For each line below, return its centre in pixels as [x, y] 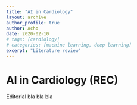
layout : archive [26, 17]
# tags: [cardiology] [33, 39]
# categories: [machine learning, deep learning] [69, 45]
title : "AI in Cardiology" [40, 12]
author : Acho [22, 28]
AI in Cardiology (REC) [62, 80]
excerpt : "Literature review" [44, 51]
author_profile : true [33, 23]
